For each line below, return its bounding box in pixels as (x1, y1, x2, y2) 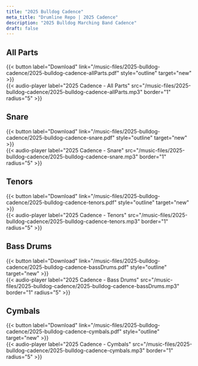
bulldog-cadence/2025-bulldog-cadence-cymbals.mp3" (6, 347, 145, 354)
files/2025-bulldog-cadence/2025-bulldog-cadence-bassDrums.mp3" (6, 282, 180, 289)
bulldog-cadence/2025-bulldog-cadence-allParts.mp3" (6, 89, 143, 96)
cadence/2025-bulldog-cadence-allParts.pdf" (6, 70, 120, 77)
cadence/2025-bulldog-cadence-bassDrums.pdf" (6, 263, 129, 271)
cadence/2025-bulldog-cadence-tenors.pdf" (6, 199, 117, 206)
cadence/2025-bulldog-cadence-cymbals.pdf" (6, 328, 122, 335)
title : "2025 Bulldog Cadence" (6, 8, 84, 15)
